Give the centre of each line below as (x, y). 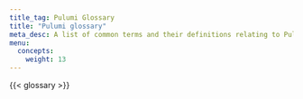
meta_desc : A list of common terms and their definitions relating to (145, 34)
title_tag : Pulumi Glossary (62, 18)
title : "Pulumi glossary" (58, 26)
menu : (19, 43)
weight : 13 (46, 59)
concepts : (36, 51)
